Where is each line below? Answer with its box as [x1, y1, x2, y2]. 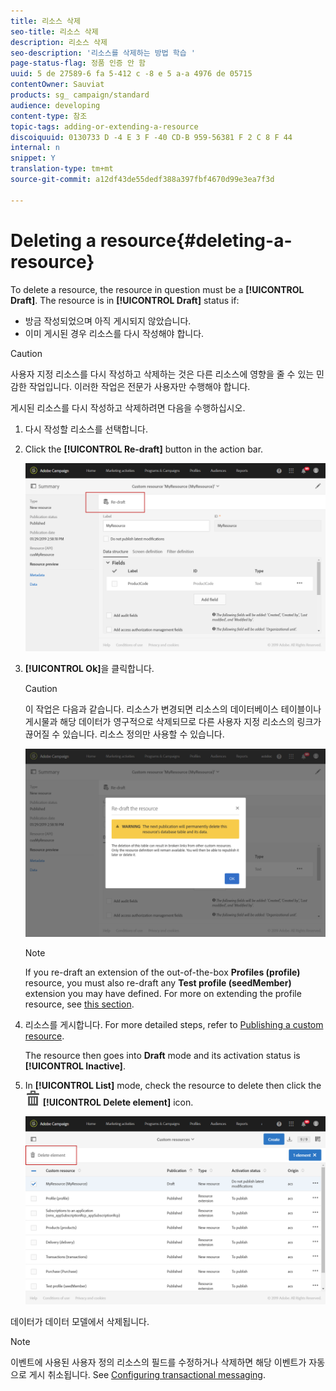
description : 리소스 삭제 [10, 37, 108, 47]
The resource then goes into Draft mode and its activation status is [24, 1049, 301, 1061]
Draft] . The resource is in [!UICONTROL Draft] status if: [10, 294, 240, 306]
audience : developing [10, 100, 101, 110]
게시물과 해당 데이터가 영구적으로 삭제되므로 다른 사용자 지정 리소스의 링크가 [24, 715, 322, 727]
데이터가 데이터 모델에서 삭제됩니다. [10, 1315, 150, 1327]
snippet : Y [10, 153, 56, 164]
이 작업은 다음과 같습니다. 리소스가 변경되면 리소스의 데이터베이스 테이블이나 [24, 703, 322, 715]
